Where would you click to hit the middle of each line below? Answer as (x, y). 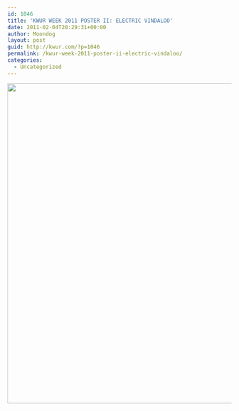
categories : (25, 60)
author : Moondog (31, 34)
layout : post (27, 41)
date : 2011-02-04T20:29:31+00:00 (57, 27)
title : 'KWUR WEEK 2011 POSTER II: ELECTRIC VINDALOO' (90, 21)
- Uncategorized (38, 67)
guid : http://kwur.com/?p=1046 (54, 47)
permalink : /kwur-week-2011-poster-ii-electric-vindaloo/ (95, 54)
